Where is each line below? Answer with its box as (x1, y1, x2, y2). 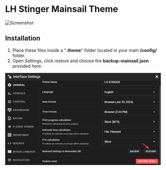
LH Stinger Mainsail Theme (5, 3, 119, 15)
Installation (5, 34, 41, 42)
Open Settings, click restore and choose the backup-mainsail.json (12, 58, 149, 64)
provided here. (12, 63, 42, 69)
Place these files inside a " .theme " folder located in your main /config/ (12, 47, 157, 53)
